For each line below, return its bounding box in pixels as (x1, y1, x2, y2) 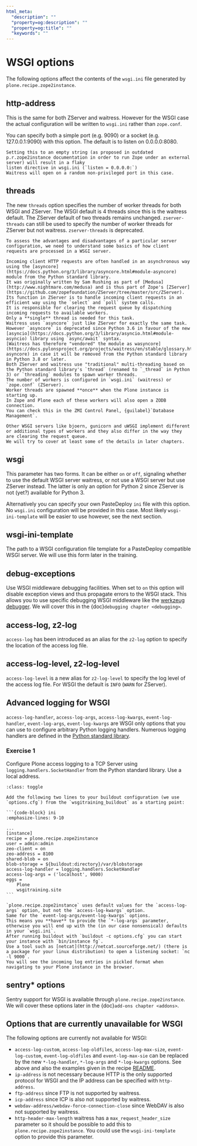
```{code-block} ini (6, 810, 57, 816)
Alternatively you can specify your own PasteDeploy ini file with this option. (6, 500, 191, 507)
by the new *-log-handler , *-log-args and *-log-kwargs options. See (14, 1058, 182, 1065)
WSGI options (6, 56, 74, 69)
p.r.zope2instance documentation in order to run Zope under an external (6, 154, 191, 161)
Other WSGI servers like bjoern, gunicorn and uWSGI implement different (6, 423, 191, 429)
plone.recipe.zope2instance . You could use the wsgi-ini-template (14, 1127, 176, 1134)
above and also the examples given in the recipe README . (14, 1065, 156, 1072)
